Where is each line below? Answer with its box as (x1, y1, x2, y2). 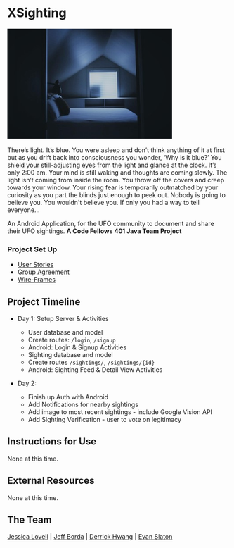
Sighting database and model (27, 351, 114, 359)
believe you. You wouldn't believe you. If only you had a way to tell (7, 198, 200, 206)
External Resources (7, 475, 95, 487)
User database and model (27, 328, 103, 337)
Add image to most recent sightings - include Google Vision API (27, 408, 213, 416)
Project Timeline (7, 296, 81, 308)
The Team (7, 514, 53, 526)
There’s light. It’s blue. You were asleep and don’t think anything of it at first (7, 146, 226, 154)
